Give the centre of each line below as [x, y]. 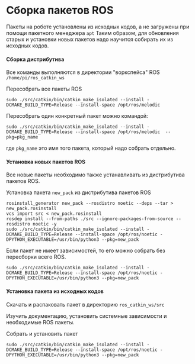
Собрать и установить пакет [42, 334]
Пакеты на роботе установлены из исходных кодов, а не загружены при [98, 27]
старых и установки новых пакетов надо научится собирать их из [89, 39]
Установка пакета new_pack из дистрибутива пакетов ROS [79, 192]
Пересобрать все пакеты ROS [44, 89]
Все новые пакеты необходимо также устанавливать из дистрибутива [95, 175]
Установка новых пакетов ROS [46, 162]
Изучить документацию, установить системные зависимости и [87, 316]
